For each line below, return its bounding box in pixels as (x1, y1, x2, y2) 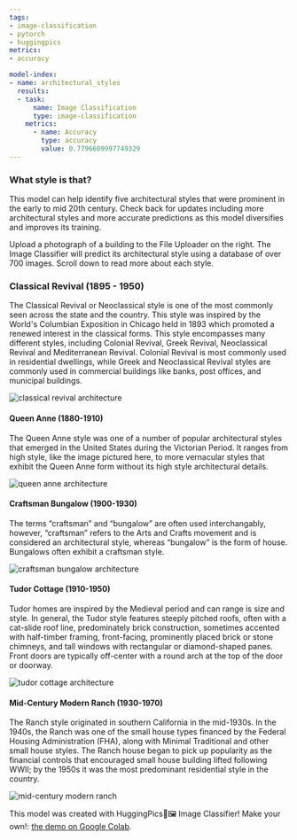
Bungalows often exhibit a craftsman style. (9, 546, 165, 556)
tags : (9, 12, 29, 22)
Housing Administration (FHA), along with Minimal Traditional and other (9, 736, 270, 747)
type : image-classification (32, 112, 137, 121)
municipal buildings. (9, 376, 82, 386)
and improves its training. (9, 222, 102, 233)
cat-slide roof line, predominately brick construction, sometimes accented (9, 622, 280, 633)
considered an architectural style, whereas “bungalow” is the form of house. (9, 537, 288, 548)
